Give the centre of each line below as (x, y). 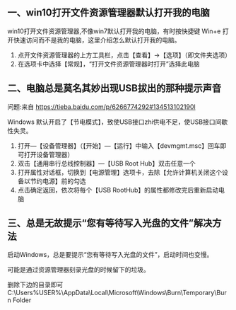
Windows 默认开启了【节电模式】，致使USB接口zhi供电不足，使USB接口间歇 (118, 122)
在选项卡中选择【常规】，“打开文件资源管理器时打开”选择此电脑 (108, 64)
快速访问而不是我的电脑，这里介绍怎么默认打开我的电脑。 (97, 40)
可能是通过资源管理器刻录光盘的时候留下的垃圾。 (78, 270)
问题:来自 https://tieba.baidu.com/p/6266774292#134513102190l (101, 107)
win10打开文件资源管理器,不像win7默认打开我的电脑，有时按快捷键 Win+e (114, 31)
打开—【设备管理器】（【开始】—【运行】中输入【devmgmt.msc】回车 (119, 145)
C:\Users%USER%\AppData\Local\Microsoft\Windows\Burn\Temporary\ (112, 293)
